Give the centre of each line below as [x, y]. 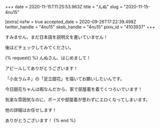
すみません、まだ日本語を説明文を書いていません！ [56, 37]
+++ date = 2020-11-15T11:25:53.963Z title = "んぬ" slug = [64, 7]
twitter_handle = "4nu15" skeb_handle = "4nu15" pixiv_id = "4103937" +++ [80, 27]
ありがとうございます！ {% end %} [40, 120]
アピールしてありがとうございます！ [42, 68]
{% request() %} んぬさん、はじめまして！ [48, 58]
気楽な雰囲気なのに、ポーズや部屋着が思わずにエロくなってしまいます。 [78, 100]
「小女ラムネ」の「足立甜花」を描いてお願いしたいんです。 [65, 79]
